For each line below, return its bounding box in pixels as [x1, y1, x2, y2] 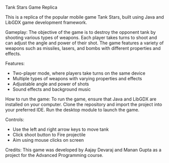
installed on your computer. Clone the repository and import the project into [5, 101, 162, 107]
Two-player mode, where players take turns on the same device [12, 70, 145, 76]
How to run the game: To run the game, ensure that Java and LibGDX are [5, 96, 156, 102]
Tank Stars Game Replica [5, 5, 58, 10]
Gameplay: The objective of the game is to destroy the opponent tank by [5, 29, 156, 35]
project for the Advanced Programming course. [5, 152, 103, 158]
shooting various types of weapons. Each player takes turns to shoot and [5, 35, 157, 40]
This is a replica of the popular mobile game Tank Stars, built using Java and [5, 14, 164, 20]
